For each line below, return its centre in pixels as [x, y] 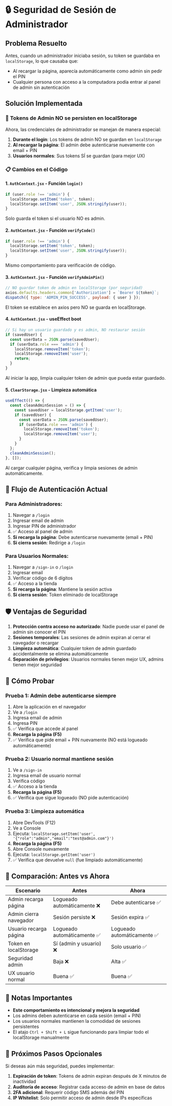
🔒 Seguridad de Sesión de [61, 10]
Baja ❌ [61, 962]
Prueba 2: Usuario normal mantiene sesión [59, 759]
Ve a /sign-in [27, 770]
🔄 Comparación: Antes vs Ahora [58, 876]
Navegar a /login [31, 515]
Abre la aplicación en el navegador [49, 706]
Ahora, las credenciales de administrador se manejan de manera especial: [83, 129]
